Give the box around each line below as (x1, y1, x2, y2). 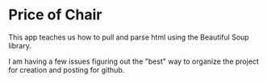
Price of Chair (8, 6, 102, 24)
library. (8, 40, 32, 50)
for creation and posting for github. (8, 64, 125, 74)
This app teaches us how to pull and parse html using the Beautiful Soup (8, 32, 249, 42)
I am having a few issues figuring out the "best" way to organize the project (8, 56, 260, 66)
